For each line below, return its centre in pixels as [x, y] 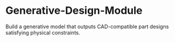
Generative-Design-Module [74, 11]
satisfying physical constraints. [43, 32]
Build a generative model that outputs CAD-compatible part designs [87, 26]
